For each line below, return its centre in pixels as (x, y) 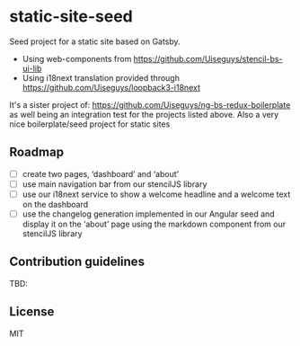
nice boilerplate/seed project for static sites (90, 124)
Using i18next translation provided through (101, 77)
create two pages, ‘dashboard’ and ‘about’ (101, 173)
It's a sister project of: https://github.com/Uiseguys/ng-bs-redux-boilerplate (150, 104)
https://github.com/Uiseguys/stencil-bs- (208, 58)
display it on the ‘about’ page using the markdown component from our (154, 224)
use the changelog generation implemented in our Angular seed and (149, 214)
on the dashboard (55, 204)
